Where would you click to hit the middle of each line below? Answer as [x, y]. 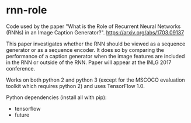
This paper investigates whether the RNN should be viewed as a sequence [96, 44]
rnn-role [27, 10]
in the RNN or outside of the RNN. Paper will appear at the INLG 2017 [89, 62]
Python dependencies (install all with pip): [56, 97]
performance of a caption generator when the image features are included [95, 56]
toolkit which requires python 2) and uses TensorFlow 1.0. [75, 86]
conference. [21, 68]
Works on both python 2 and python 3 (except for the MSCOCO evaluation [95, 80]
